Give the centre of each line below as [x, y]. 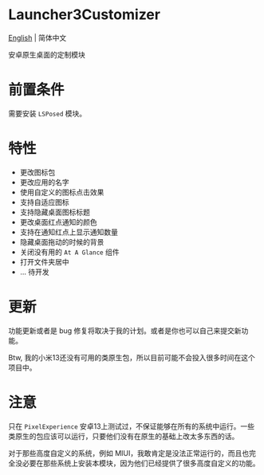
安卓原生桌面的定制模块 [47, 54]
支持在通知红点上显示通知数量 [69, 232]
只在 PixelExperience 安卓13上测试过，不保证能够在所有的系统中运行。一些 [132, 426]
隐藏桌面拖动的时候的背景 [62, 241]
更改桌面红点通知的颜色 [58, 222]
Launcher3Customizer [85, 15]
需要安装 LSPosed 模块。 [47, 113]
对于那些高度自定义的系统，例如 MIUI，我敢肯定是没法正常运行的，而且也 [129, 453]
